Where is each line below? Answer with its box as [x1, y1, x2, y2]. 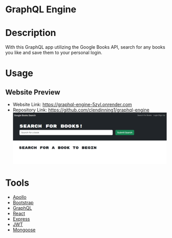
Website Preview [5, 88, 60, 96]
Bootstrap [12, 199, 34, 206]
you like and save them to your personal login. [5, 50, 102, 56]
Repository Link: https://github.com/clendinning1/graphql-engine [12, 107, 149, 113]
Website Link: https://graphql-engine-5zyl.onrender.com [12, 102, 132, 108]
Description [5, 27, 56, 39]
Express [12, 215, 30, 222]
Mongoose [12, 227, 36, 233]
